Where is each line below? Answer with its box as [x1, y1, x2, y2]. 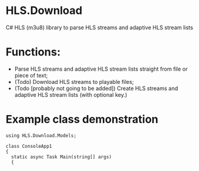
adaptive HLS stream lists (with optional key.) [14, 91, 128, 98]
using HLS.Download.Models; [5, 132, 77, 139]
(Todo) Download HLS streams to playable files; [14, 78, 134, 85]
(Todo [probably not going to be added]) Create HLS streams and [14, 85, 178, 92]
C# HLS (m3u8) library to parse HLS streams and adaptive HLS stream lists [5, 24, 194, 31]
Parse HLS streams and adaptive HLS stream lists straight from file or [14, 65, 188, 72]
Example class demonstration [5, 113, 159, 127]
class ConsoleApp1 [5, 143, 52, 149]
